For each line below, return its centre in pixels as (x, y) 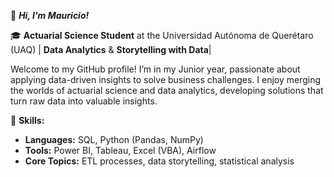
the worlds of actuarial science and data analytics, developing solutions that (167, 90)
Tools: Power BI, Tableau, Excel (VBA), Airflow (120, 150)
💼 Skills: (27, 120)
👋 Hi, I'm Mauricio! (50, 15)
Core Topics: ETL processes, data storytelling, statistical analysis (159, 161)
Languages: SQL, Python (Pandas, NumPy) (114, 139)
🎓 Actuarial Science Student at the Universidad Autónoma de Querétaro (162, 35)
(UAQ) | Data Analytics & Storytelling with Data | (111, 49)
